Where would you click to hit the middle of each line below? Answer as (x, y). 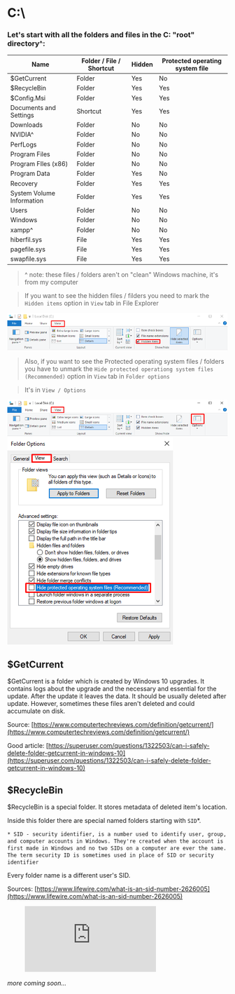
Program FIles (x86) (39, 164)
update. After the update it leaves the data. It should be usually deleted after (117, 696)
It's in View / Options (55, 390)
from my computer (51, 282)
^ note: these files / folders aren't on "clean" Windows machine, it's (121, 274)
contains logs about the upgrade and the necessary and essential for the (112, 689)
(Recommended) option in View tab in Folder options (97, 376)
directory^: (26, 43)
